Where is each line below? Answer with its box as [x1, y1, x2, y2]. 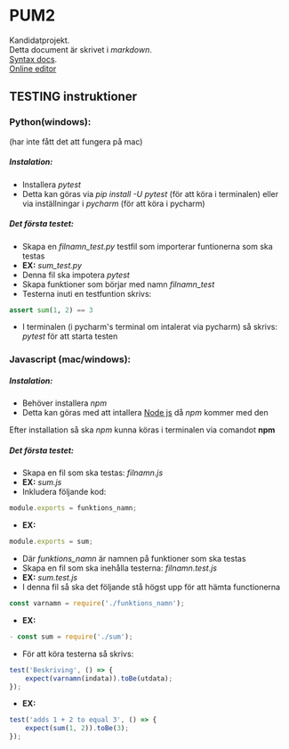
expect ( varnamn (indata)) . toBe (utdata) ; [25, 674, 173, 683]
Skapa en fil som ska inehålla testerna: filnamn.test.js [21, 563, 218, 573]
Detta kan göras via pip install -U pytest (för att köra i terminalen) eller [21, 188, 279, 199]
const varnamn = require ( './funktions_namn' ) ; [9, 599, 185, 608]
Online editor [9, 63, 57, 74]
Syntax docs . [9, 53, 58, 64]
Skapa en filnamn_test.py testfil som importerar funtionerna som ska [21, 241, 273, 251]
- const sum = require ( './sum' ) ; [9, 632, 133, 641]
